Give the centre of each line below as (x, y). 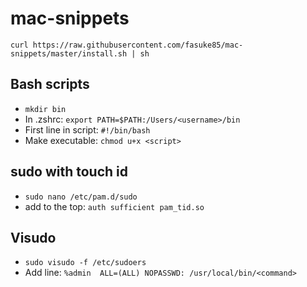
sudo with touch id (69, 172)
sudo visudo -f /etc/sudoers (85, 263)
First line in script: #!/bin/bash (87, 129)
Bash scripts (50, 84)
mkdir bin (45, 109)
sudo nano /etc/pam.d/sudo (81, 197)
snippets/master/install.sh (69, 53)
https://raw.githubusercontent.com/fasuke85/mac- (138, 45)
